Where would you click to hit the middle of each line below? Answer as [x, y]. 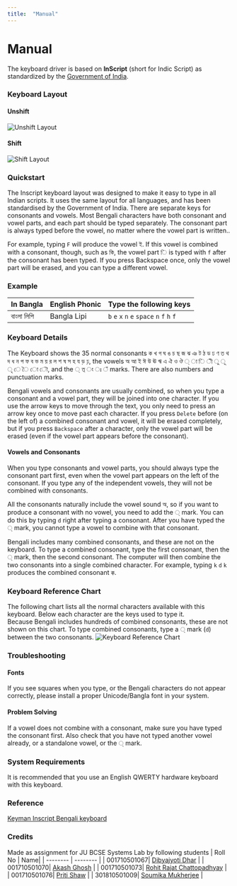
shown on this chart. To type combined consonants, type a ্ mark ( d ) [109, 629]
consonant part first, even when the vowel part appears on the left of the [113, 475]
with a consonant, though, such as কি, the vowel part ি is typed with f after [117, 252]
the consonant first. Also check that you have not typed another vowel [110, 735]
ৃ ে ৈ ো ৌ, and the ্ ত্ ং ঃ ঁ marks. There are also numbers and [110, 369]
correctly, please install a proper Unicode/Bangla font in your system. [108, 696]
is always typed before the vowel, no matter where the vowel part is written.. [119, 230]
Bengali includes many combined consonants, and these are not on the [111, 542]
